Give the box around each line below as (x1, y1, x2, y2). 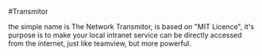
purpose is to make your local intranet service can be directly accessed (8, 31, 242, 39)
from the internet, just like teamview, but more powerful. (8, 39, 192, 48)
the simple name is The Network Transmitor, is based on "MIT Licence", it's (8, 22, 255, 31)
